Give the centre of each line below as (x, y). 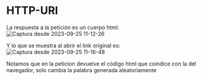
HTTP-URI (32, 11)
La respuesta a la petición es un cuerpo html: (63, 27)
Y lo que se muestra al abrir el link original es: (63, 45)
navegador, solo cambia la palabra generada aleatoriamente (82, 70)
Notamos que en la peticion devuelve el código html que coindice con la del (101, 64)
